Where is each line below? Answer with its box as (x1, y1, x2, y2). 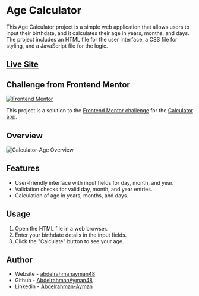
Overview (6, 130, 43, 140)
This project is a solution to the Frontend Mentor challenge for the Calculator (6, 107, 193, 114)
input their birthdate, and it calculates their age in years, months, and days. (6, 29, 189, 36)
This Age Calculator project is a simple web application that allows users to (6, 23, 190, 30)
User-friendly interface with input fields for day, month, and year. (14, 179, 174, 186)
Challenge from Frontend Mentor (6, 80, 131, 90)
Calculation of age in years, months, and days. (14, 191, 129, 199)
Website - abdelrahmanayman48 (14, 270, 96, 278)
